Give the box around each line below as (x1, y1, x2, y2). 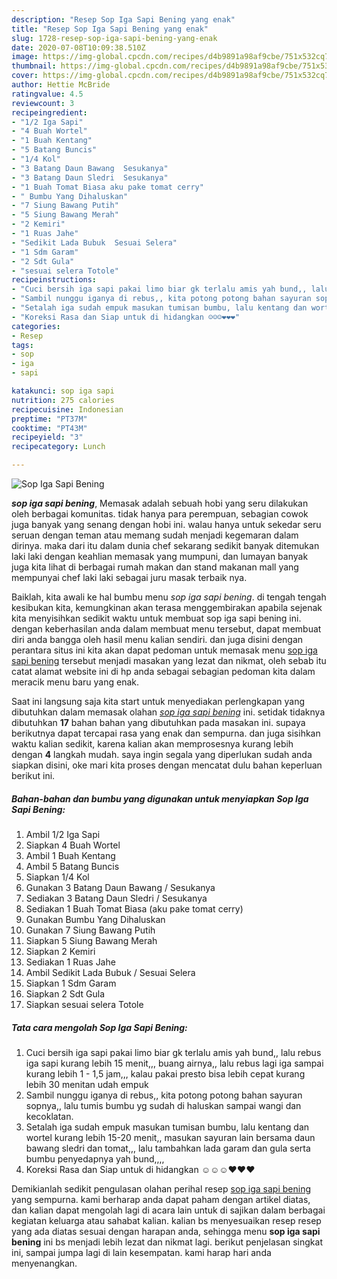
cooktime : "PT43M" (11, 423, 88, 433)
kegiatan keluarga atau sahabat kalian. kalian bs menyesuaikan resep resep (11, 1214, 322, 1226)
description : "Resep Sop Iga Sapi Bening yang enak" (11, 14, 236, 25)
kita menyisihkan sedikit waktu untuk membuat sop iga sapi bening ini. (11, 612, 302, 624)
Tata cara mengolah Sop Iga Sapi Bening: (11, 1021, 188, 1033)
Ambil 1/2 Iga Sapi (25, 828, 101, 840)
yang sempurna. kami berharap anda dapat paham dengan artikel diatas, (11, 1193, 311, 1205)
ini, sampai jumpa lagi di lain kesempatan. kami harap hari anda (11, 1246, 272, 1258)
